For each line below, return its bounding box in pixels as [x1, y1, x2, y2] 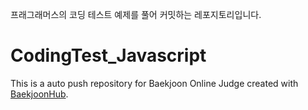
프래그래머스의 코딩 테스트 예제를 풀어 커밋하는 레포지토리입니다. [10, 9, 262, 20]
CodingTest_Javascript [10, 44, 207, 67]
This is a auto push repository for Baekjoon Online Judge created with [10, 77, 299, 89]
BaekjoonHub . [10, 88, 69, 100]
